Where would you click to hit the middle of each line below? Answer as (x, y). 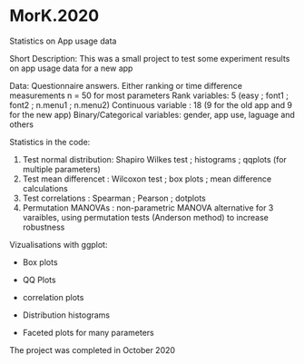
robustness (44, 227)
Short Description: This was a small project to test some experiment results (150, 58)
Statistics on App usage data (63, 41)
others (22, 124)
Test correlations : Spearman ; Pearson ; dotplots (114, 198)
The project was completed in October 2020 (92, 349)
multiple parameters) (62, 169)
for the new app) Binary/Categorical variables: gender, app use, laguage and (152, 114)
